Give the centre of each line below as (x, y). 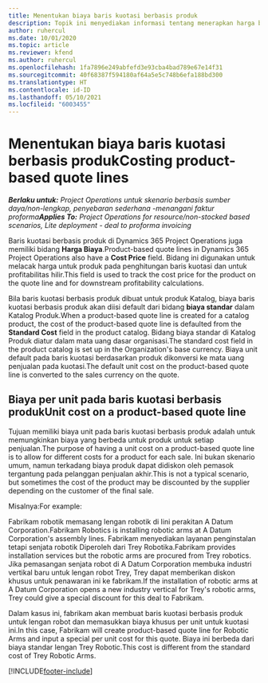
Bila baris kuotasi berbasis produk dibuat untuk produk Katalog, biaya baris (132, 299)
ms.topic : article (39, 45)
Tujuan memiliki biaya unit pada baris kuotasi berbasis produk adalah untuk (132, 431)
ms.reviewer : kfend (41, 53)
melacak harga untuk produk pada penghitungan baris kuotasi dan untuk (128, 266)
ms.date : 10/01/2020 (43, 38)
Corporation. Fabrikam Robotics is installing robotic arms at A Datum (120, 530)
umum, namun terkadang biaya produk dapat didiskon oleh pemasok (121, 465)
